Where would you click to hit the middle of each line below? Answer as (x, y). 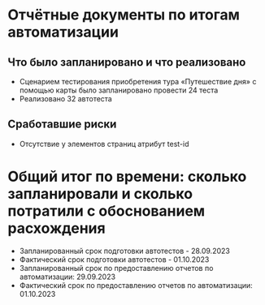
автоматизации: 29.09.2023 (67, 277)
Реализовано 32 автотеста (66, 99)
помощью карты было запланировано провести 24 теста (119, 90)
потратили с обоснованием (106, 211)
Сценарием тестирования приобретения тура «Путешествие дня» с (138, 82)
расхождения (57, 228)
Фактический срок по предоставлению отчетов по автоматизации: (136, 285)
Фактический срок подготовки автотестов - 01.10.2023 (114, 259)
